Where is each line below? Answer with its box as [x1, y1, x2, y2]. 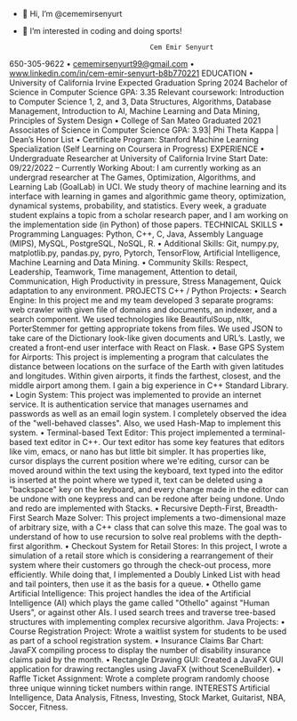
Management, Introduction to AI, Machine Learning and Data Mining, [9, 106, 261, 116]
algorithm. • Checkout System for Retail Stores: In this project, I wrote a [25, 541, 287, 551]
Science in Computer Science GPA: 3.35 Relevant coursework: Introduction [9, 87, 285, 97]
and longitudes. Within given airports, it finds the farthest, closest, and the [9, 370, 282, 381]
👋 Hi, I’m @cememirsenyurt [21, 9, 123, 19]
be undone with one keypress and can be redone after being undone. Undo [9, 494, 285, 504]
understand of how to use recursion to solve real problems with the [9, 531, 255, 542]
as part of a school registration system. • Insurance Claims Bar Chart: [9, 636, 264, 645]
